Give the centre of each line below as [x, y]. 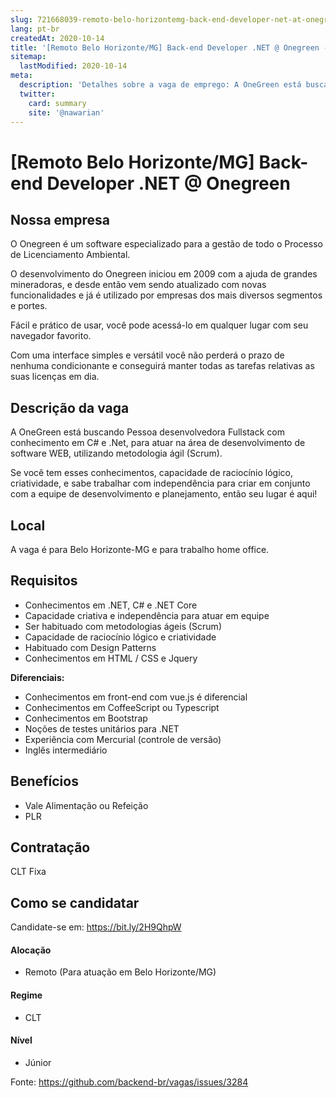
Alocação [31, 950]
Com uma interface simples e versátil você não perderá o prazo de [147, 355]
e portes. [29, 306]
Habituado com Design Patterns [90, 647]
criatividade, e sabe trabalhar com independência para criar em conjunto [160, 483]
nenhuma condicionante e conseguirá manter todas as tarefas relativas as [162, 366]
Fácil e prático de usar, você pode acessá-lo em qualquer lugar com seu [159, 325]
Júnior [38, 1062]
